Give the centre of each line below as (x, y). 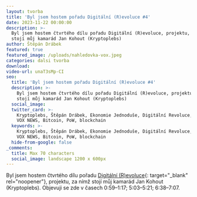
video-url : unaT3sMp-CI (35, 72)
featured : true (25, 50)
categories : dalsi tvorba (38, 60)
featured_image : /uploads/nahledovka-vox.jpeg (64, 55)
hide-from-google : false (42, 142)
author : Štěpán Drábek (34, 45)
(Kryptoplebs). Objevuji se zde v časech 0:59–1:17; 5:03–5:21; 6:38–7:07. (93, 188)
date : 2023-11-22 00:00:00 (39, 22)
